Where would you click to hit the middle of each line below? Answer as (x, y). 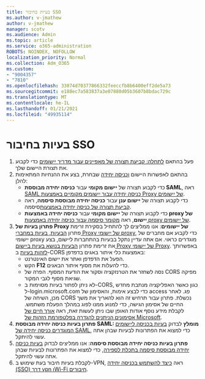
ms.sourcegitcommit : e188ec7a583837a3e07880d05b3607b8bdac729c (89, 92)
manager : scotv (26, 29)
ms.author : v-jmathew (34, 18)
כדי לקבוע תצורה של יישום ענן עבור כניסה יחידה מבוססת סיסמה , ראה (106, 201)
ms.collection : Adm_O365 (38, 63)
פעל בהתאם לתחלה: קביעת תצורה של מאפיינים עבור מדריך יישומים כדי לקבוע (104, 161)
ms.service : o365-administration (49, 46)
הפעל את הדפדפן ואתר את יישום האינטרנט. (74, 259)
